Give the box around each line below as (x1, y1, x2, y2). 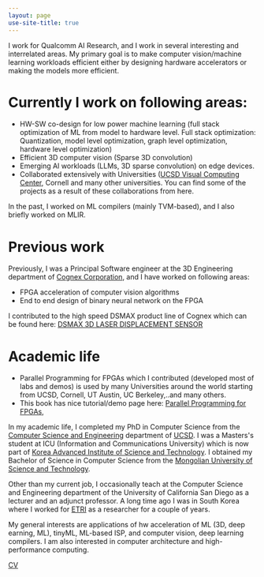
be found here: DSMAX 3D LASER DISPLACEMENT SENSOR (8, 320, 203, 329)
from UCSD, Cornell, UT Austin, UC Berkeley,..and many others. (19, 390, 227, 399)
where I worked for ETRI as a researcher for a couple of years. (8, 504, 210, 514)
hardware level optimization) (19, 144, 113, 154)
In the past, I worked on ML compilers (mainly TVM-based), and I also (8, 202, 235, 212)
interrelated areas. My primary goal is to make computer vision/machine (8, 49, 242, 58)
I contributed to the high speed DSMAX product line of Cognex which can (8, 311, 247, 320)
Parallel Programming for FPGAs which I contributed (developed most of (19, 373, 255, 383)
